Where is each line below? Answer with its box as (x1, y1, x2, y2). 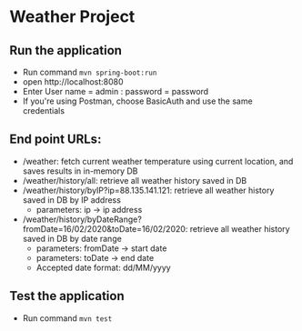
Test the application (9, 288, 125, 304)
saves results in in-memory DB (22, 165, 138, 176)
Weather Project (9, 6, 136, 27)
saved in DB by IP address (22, 194, 121, 206)
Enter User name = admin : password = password (22, 86, 209, 96)
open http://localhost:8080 (22, 76, 125, 87)
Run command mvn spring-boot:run (22, 66, 157, 77)
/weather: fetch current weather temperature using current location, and (22, 155, 294, 166)
